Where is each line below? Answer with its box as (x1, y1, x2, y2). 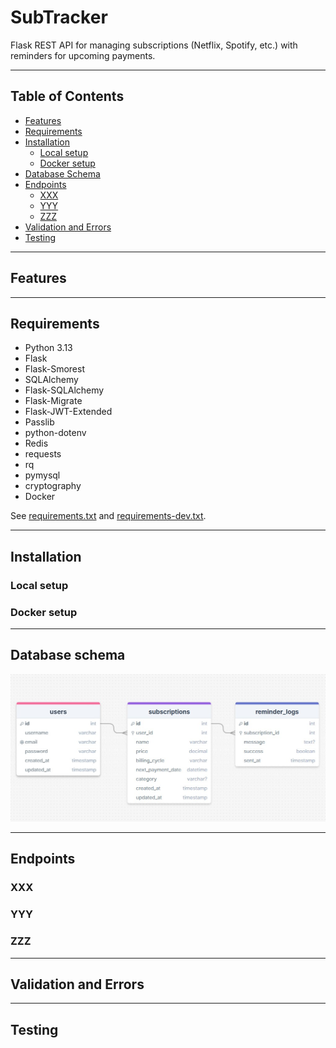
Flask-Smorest (24, 363, 86, 375)
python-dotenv (24, 427, 87, 439)
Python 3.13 (24, 342, 73, 354)
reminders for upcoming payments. (10, 49, 156, 61)
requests (24, 448, 62, 460)
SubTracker (10, 6, 108, 29)
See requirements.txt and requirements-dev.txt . (10, 510, 207, 522)
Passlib (24, 416, 55, 428)
